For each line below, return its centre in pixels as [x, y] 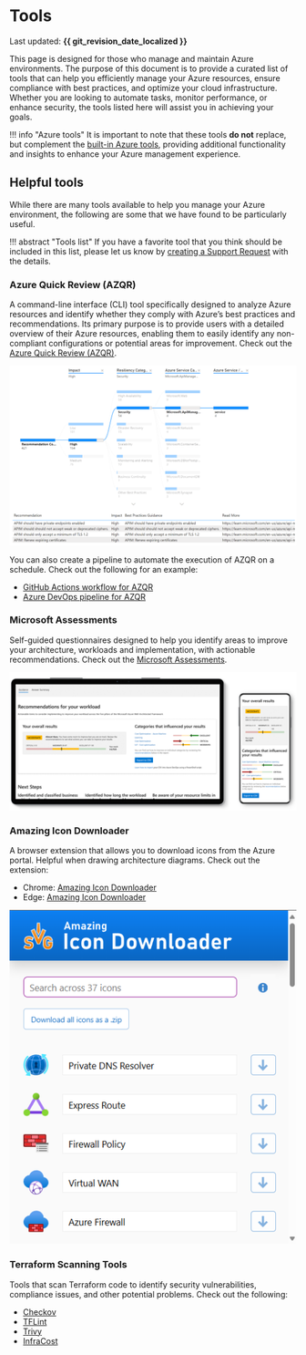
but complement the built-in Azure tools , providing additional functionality [148, 144]
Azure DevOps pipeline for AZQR [84, 596]
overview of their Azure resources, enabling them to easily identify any [142, 334]
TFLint [35, 1321]
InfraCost [40, 1340]
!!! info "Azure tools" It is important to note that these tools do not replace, [148, 134]
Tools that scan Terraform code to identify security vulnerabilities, [133, 1284]
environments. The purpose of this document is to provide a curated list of [149, 68]
